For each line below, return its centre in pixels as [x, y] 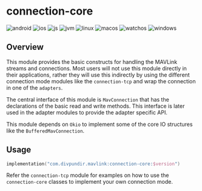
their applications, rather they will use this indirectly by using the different [98, 75]
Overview [25, 47]
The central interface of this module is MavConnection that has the [88, 99]
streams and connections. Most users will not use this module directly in [96, 68]
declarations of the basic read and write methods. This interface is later [96, 106]
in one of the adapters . [35, 88]
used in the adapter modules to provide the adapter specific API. [87, 112]
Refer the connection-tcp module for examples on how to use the [88, 175]
